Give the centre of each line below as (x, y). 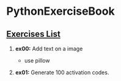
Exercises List (34, 34)
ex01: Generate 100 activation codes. (62, 72)
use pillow (37, 60)
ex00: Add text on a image (49, 48)
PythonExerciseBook (61, 11)
